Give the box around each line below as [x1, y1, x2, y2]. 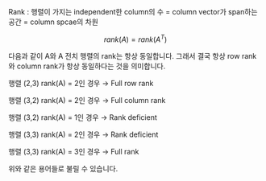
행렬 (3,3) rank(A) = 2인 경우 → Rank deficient [8, 130, 159, 139]
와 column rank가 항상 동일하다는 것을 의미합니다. [8, 61, 166, 71]
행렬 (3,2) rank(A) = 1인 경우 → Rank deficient [8, 112, 157, 122]
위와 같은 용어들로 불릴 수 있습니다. [8, 163, 118, 173]
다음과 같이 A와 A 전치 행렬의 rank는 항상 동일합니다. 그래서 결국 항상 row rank [8, 51, 257, 60]
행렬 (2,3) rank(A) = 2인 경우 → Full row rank [8, 78, 154, 88]
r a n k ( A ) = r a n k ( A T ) [103, 33, 168, 44]
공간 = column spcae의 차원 [8, 17, 99, 27]
